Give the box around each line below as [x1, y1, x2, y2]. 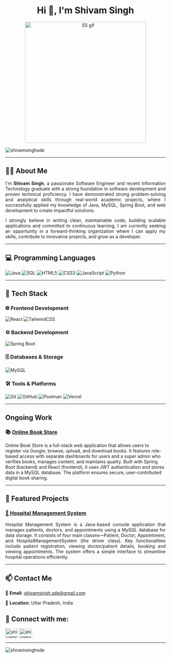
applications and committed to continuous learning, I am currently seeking [5, 222, 166, 229]
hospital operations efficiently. [5, 553, 69, 560]
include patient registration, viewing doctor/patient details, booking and [5, 543, 166, 549]
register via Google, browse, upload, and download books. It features [5, 447, 151, 453]
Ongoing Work [5, 413, 52, 422]
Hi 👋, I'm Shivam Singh [37, 5, 134, 16]
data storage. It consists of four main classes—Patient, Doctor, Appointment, [5, 532, 166, 538]
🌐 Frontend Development [5, 305, 69, 312]
